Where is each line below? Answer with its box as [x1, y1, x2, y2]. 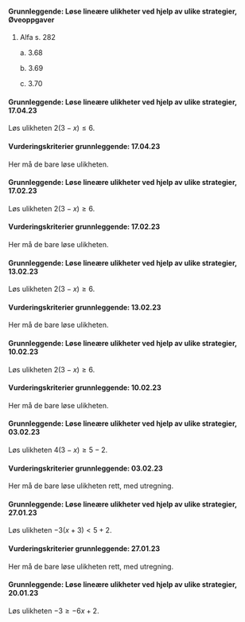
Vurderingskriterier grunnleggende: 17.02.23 [8, 222, 161, 231]
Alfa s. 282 [19, 33, 56, 42]
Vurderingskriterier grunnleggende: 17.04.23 [8, 142, 161, 151]
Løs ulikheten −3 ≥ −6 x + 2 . [8, 606, 99, 616]
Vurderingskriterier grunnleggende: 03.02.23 [8, 463, 163, 473]
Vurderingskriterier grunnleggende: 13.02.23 [8, 302, 161, 312]
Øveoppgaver [8, 14, 55, 24]
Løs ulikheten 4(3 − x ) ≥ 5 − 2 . [8, 445, 108, 455]
